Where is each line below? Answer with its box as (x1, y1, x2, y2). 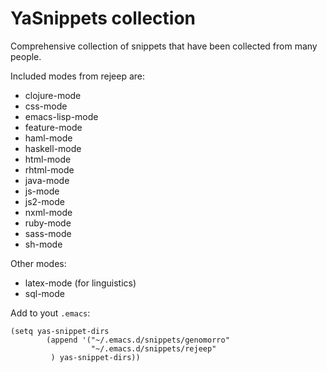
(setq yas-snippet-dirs (10, 326, 110, 336)
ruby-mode (24, 217, 72, 229)
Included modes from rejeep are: (10, 70, 145, 82)
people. (10, 50, 42, 62)
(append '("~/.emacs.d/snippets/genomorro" (46, 335, 230, 345)
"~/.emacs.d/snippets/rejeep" (90, 343, 217, 354)
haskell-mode (24, 142, 82, 154)
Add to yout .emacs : (10, 307, 91, 319)
